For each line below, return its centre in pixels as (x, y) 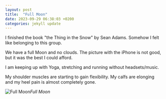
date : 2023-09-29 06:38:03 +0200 (40, 19)
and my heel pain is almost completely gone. (51, 82)
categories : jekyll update (33, 24)
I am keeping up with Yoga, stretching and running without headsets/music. (82, 67)
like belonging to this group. (34, 43)
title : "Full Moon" (27, 14)
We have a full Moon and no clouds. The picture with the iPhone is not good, (83, 52)
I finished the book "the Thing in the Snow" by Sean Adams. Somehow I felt (82, 38)
